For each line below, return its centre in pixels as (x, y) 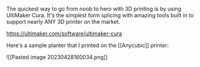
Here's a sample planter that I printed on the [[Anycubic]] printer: (88, 45)
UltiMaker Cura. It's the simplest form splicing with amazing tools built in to (100, 15)
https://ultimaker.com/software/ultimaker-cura (64, 33)
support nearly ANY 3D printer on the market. (63, 22)
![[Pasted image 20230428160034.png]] (57, 57)
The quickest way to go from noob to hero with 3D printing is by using (94, 9)
